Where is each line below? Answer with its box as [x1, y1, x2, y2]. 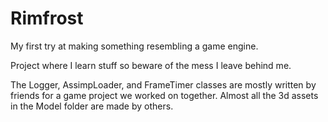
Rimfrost [10, 7, 84, 30]
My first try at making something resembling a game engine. [10, 40, 259, 52]
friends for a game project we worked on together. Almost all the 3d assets [10, 89, 319, 101]
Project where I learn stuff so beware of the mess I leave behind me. [10, 59, 292, 71]
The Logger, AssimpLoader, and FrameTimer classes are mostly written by [10, 78, 317, 91]
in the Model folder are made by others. [10, 100, 174, 112]
